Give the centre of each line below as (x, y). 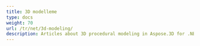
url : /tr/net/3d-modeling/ (40, 28)
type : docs (20, 17)
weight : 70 (20, 23)
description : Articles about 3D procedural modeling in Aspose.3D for (96, 34)
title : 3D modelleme (32, 12)
